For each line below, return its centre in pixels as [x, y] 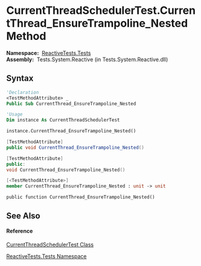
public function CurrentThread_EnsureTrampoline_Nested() [81, 197]
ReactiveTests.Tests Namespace [46, 256]
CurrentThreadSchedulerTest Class [50, 244]
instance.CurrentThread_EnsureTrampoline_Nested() [71, 131]
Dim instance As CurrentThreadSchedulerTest [63, 120]
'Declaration [23, 92]
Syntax [20, 78]
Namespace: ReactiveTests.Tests [49, 53]
